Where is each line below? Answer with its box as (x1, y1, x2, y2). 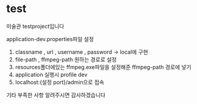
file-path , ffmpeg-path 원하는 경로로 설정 (15, 56, 117, 63)
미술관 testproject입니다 (6, 22, 64, 30)
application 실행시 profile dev (15, 71, 88, 78)
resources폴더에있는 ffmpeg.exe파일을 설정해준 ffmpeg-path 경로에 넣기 (15, 63, 192, 71)
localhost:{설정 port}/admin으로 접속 (15, 78, 105, 86)
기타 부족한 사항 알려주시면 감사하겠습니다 (6, 91, 106, 99)
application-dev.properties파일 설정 (6, 35, 94, 42)
